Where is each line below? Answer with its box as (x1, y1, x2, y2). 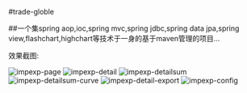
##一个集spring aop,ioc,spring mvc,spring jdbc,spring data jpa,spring (8, 23, 240, 33)
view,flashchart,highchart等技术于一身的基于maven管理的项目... (8, 34, 220, 43)
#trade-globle (8, 7, 55, 16)
